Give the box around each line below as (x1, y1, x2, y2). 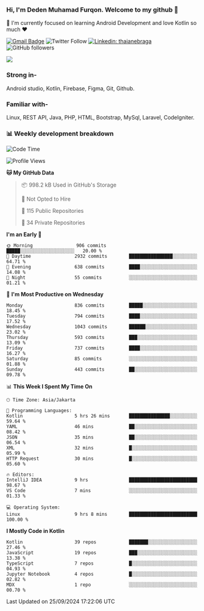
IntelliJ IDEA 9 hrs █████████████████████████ (6, 477, 198, 484)
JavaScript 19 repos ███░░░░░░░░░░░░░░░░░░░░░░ (6, 550, 198, 556)
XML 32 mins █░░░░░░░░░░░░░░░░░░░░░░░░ (6, 445, 198, 451)
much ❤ (6, 26, 28, 33)
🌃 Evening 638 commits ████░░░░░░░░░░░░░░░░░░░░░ (6, 264, 198, 270)
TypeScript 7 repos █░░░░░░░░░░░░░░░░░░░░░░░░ (6, 560, 198, 566)
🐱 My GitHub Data (6, 169, 55, 176)
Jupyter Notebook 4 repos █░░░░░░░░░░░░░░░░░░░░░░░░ (6, 571, 198, 577)
